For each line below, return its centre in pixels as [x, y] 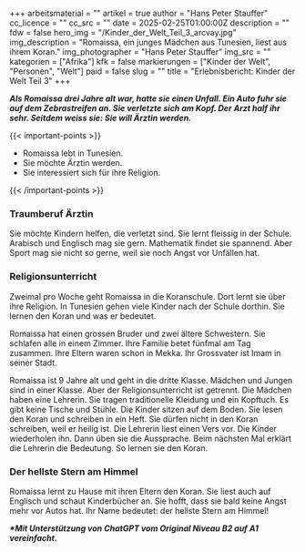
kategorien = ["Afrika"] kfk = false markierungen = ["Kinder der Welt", [140, 61]
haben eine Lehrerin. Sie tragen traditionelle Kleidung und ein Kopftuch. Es [149, 399]
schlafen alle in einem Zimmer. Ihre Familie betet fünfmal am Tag [131, 343]
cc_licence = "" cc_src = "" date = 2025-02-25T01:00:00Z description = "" [149, 23]
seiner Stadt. [33, 363]
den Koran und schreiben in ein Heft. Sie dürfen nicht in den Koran [134, 419]
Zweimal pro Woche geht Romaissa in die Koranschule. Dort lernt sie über [147, 296]
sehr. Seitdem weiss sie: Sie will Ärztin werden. [101, 118]
